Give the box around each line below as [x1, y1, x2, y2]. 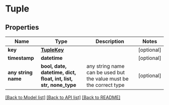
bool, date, [41, 63, 67, 69]
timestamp [8, 55, 34, 61]
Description [95, 38, 124, 45]
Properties [5, 23, 39, 32]
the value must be [86, 75, 129, 82]
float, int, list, [41, 75, 73, 82]
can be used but [86, 69, 125, 76]
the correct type [86, 81, 125, 88]
